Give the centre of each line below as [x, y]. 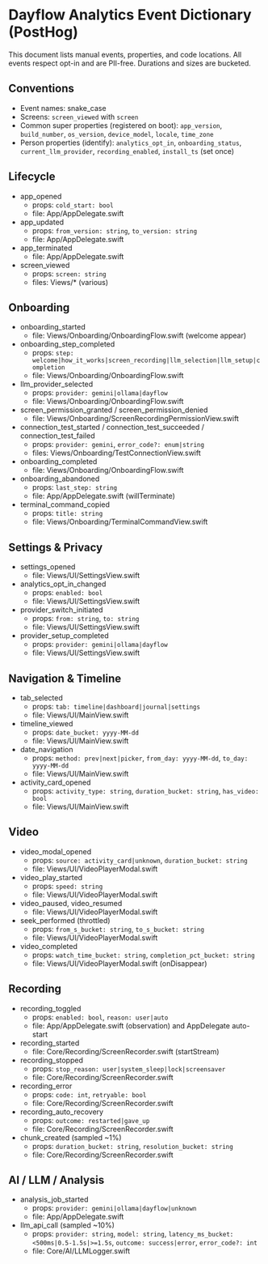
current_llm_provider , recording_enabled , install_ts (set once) [127, 151]
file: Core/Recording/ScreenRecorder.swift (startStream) [126, 1051]
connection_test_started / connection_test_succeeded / [112, 428]
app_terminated [46, 248]
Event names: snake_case [63, 108]
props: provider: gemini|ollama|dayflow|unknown [114, 1208]
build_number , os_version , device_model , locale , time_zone [117, 134]
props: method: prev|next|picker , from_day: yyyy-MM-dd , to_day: [140, 758]
